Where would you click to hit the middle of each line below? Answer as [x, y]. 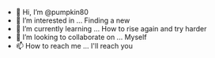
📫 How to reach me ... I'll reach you [74, 46]
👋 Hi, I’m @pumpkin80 [52, 12]
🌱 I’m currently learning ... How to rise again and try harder [111, 29]
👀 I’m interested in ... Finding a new [73, 20]
